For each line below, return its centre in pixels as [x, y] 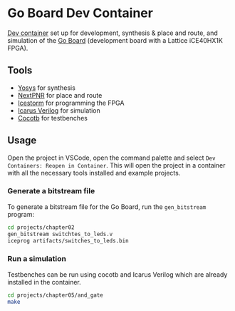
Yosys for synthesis [47, 88]
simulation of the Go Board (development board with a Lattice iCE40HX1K [115, 40]
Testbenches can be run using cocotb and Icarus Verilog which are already [117, 274]
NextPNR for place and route [60, 95]
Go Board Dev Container [80, 13]
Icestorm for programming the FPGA [71, 103]
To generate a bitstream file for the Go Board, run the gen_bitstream [107, 207]
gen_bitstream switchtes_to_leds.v [60, 234]
